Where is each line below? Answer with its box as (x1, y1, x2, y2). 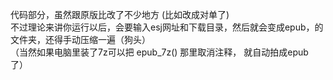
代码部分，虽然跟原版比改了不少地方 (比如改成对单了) (10, 9, 230, 20)
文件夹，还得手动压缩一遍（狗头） (10, 34, 151, 45)
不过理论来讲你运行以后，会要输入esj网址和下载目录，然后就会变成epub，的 (10, 21, 324, 33)
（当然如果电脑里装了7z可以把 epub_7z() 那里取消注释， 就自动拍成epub (10, 46, 309, 58)
